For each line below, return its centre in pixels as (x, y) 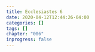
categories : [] (25, 23)
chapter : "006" (25, 34)
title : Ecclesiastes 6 (34, 12)
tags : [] (17, 28)
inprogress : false (29, 39)
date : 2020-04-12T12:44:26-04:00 (48, 17)
